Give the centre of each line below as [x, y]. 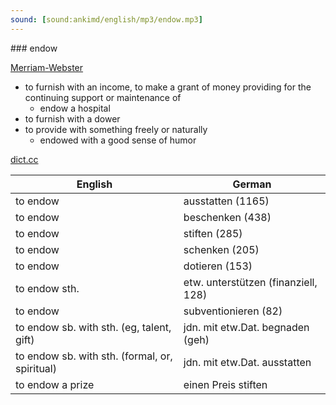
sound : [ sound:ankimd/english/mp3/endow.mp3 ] [106, 19]
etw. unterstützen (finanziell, [250, 282]
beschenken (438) [227, 217]
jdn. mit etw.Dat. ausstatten [247, 362]
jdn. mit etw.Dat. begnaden [246, 327]
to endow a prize [55, 384]
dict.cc [24, 159]
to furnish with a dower [72, 118]
